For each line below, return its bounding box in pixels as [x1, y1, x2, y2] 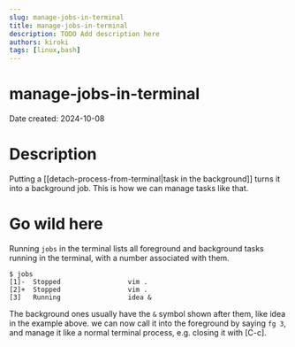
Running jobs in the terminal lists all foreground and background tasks [9, 243, 264, 253]
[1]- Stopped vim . [9, 277, 148, 286]
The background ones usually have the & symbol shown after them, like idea [9, 308, 286, 319]
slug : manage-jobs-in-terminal [9, 12, 125, 22]
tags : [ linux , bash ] [9, 46, 81, 55]
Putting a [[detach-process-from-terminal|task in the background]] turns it [9, 173, 281, 184]
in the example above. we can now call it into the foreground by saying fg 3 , [9, 318, 287, 328]
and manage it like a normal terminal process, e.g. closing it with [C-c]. [9, 327, 267, 337]
